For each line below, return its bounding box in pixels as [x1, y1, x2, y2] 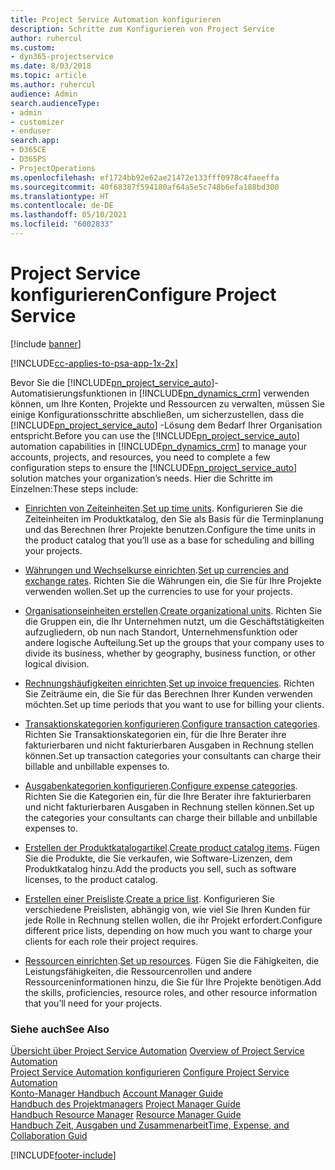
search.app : [10, 136, 60, 146]
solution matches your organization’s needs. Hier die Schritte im [10, 472, 273, 484]
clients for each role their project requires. [24, 935, 199, 947]
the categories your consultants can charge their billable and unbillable [24, 811, 318, 823]
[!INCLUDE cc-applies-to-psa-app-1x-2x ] [10, 357, 179, 369]
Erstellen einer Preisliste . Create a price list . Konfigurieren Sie [24, 892, 275, 905]
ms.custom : [10, 42, 56, 53]
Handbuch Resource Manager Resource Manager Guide [10, 1109, 242, 1121]
